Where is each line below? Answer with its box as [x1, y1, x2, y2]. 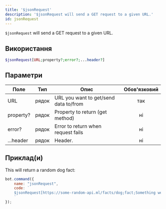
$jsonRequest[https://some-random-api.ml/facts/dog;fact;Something [14, 190, 156, 196]
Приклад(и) [5, 154, 43, 162]
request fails [54, 129, 83, 136]
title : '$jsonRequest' [5, 7, 52, 12]
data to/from [54, 100, 83, 107]
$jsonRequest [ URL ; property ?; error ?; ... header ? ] [5, 57, 105, 62]
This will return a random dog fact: [5, 167, 76, 173]
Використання [5, 44, 52, 52]
